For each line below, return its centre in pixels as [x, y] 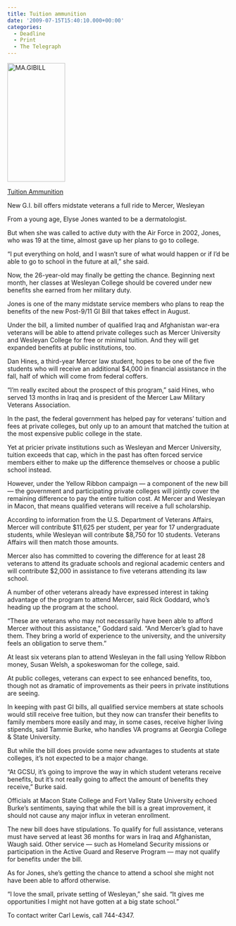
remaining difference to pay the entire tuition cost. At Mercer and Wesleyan [116, 498]
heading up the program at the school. [63, 607]
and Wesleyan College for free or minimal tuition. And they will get [103, 340]
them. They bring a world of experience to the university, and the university [117, 636]
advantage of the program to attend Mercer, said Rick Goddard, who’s [108, 600]
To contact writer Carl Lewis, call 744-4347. [71, 915]
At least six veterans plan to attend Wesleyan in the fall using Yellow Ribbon [117, 657]
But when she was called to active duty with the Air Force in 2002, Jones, [114, 233]
